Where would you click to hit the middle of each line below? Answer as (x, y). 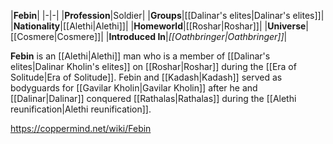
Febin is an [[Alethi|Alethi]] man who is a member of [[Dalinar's (140, 56)
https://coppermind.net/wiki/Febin (81, 128)
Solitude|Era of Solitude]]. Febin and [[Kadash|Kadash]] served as (146, 77)
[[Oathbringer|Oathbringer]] (226, 36)
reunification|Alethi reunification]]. (81, 109)
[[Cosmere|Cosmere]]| (57, 36)
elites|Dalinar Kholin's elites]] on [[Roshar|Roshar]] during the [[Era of (153, 66)
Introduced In (137, 36)
